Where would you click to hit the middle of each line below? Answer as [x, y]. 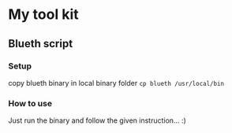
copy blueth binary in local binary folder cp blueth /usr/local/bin [116, 83]
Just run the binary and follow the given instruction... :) [97, 120]
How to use [30, 103]
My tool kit [43, 15]
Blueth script [41, 44]
